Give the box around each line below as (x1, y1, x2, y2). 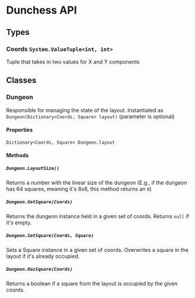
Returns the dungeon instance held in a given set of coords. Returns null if (6, 213, 190, 220)
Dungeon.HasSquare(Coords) (6, 266, 73, 272)
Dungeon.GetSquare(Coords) (6, 199, 73, 205)
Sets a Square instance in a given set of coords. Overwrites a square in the (6, 247, 188, 254)
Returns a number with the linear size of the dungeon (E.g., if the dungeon (6, 179, 187, 186)
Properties (6, 127, 33, 134)
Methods (6, 152, 29, 159)
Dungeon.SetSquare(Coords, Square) (6, 232, 94, 238)
